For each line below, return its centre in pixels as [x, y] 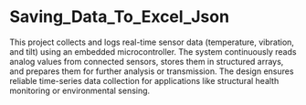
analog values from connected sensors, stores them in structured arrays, [147, 61]
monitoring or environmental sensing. [80, 90]
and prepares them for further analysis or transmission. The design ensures [152, 71]
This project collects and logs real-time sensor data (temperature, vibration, [152, 42]
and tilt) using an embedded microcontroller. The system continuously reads [153, 51]
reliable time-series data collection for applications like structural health [144, 80]
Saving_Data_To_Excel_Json [120, 17]
